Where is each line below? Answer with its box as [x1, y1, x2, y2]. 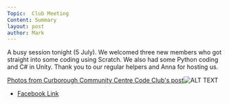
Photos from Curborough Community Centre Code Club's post [7, 76, 184, 85]
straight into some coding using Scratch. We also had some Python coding [7, 56, 219, 64]
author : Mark [7, 29, 45, 37]
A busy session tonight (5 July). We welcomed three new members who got [7, 48, 222, 56]
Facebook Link [17, 90, 59, 98]
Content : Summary [7, 17, 57, 23]
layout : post [7, 23, 45, 30]
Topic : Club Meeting [7, 10, 69, 17]
